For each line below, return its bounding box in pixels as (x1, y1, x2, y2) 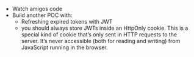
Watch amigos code (12, 5, 63, 12)
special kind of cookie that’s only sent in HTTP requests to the (21, 31, 178, 38)
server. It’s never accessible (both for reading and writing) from (21, 38, 181, 44)
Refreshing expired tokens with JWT (21, 18, 113, 25)
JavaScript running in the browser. (21, 44, 108, 51)
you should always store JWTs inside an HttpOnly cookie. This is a (21, 24, 189, 32)
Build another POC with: (12, 12, 73, 19)
